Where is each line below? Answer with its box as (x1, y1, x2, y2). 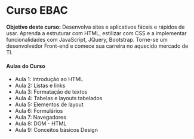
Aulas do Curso (6, 62, 46, 69)
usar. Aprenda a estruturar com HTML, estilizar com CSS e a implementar (6, 29, 187, 36)
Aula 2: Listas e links (14, 82, 66, 89)
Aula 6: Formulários (14, 107, 63, 115)
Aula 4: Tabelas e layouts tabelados (14, 95, 103, 102)
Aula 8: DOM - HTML (14, 120, 67, 127)
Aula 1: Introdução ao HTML (14, 76, 84, 83)
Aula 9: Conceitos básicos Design (14, 126, 98, 134)
